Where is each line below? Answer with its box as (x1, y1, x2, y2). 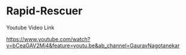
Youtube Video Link (6, 24, 55, 31)
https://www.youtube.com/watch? (6, 35, 91, 42)
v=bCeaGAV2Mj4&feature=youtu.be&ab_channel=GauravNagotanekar (6, 42, 180, 49)
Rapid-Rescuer (6, 4, 83, 18)
